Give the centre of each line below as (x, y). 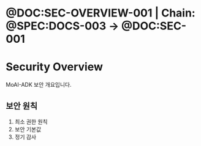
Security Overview (55, 67)
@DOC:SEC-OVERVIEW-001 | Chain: (100, 13)
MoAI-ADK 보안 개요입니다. (39, 85)
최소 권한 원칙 (31, 122)
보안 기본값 (28, 129)
